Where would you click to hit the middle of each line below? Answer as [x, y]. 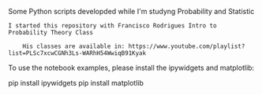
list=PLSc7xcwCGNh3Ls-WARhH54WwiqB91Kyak [77, 53]
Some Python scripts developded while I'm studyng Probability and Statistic [131, 11]
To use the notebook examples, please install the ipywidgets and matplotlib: [131, 68]
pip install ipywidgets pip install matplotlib [76, 83]
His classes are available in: [74, 46]
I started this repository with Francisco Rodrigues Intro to [112, 26]
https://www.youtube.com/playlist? [187, 46]
